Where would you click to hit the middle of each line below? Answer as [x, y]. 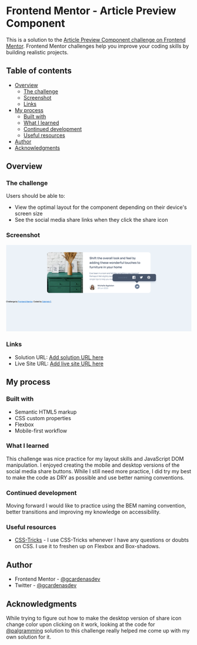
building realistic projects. [37, 52]
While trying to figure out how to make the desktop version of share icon [94, 618]
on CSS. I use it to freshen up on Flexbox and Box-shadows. [87, 546]
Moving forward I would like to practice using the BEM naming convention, [96, 506]
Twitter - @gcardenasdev [46, 585]
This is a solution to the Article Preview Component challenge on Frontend [96, 40]
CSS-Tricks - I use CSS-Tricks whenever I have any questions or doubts [102, 540]
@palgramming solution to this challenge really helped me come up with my [98, 631]
